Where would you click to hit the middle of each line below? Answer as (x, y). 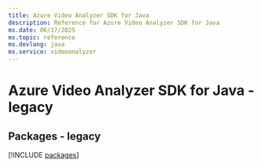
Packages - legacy (54, 136)
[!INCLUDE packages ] (44, 155)
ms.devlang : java (37, 45)
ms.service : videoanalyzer (52, 52)
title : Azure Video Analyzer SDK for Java (79, 15)
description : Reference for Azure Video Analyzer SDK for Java (114, 23)
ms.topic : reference (42, 37)
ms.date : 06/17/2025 (42, 30)
